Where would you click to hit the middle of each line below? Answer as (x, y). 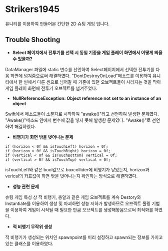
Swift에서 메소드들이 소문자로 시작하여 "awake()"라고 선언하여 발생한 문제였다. (82, 114)
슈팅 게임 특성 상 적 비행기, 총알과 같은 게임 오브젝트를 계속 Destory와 (73, 197)
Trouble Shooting (33, 40)
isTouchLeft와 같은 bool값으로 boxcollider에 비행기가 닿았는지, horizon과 (77, 169)
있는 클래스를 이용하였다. (29, 243)
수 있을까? (22, 59)
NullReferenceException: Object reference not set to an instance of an (87, 98)
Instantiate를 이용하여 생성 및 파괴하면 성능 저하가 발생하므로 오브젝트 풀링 (78, 203)
